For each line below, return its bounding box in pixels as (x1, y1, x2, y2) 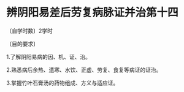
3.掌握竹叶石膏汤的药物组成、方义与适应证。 (6, 79, 119, 86)
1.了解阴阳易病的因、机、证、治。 (6, 53, 91, 60)
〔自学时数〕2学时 (6, 27, 53, 34)
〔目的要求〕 (6, 40, 39, 47)
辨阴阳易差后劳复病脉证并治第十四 (6, 6, 179, 20)
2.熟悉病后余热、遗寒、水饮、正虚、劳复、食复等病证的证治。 (6, 66, 162, 74)
